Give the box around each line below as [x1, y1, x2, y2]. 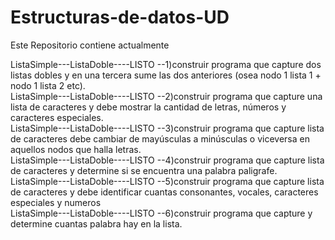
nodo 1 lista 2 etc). [10, 79, 86, 91]
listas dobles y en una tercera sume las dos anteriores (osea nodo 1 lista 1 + [10, 69, 322, 81]
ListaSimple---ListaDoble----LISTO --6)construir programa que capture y [10, 207, 313, 219]
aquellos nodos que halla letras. [10, 143, 142, 155]
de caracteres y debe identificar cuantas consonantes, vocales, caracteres [10, 186, 319, 198]
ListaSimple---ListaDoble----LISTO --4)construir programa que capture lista [10, 154, 325, 166]
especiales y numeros [10, 196, 102, 208]
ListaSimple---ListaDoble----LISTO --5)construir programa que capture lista [10, 175, 325, 187]
